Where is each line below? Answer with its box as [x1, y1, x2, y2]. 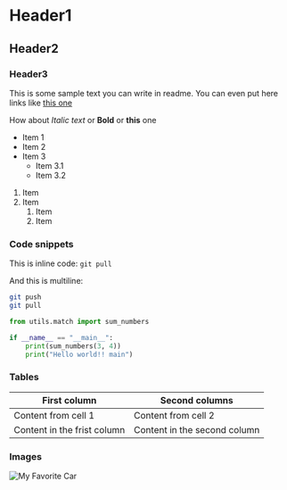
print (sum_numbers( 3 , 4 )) [25, 341, 122, 351]
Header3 [9, 68, 48, 80]
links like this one [9, 97, 73, 108]
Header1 [9, 5, 72, 26]
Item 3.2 [35, 170, 67, 180]
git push [9, 293, 42, 302]
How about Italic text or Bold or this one [9, 114, 157, 125]
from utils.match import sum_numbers [9, 317, 150, 326]
